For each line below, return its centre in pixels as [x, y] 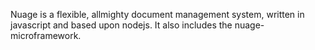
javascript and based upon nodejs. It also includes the [121, 25]
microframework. [46, 35]
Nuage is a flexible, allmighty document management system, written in [157, 14]
